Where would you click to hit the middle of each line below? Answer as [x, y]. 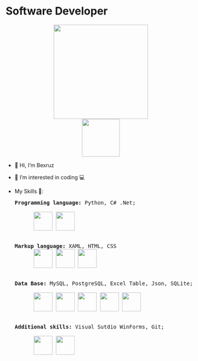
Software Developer [57, 11]
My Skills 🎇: [29, 191]
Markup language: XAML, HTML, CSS [65, 246]
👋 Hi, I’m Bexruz [34, 165]
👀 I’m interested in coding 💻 [49, 177]
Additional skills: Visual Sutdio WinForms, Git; [89, 327]
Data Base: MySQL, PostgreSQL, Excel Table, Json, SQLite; [104, 283]
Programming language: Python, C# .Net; [75, 203]
